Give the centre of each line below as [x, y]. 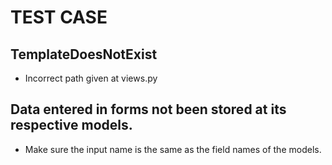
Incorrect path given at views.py [91, 78]
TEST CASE [59, 17]
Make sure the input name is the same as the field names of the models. [173, 149]
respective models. [71, 125]
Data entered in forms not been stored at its [148, 109]
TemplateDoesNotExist [84, 54]
